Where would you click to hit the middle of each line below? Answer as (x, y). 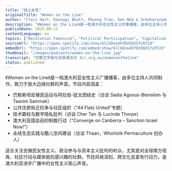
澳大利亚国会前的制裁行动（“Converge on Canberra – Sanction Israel (85, 120)
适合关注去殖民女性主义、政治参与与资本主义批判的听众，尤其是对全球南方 (84, 151)
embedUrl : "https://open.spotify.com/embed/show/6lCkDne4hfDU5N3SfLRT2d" (86, 48)
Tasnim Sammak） (32, 101)
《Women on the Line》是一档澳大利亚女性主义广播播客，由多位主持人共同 (82, 78)
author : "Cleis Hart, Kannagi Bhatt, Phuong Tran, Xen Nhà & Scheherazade (87, 19)
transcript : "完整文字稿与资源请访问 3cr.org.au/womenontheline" (72, 58)
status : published (25, 62)
